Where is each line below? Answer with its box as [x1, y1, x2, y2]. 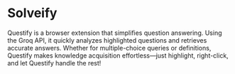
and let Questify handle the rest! [7, 58, 102, 67]
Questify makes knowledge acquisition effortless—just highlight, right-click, [7, 51, 229, 60]
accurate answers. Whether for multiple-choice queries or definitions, [7, 43, 212, 52]
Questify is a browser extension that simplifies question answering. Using [7, 28, 222, 37]
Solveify [7, 5, 58, 21]
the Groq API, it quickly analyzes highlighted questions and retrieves [7, 36, 207, 44]
